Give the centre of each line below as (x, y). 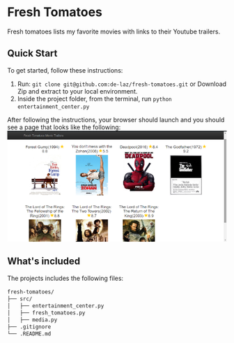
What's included (44, 262)
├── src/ (20, 299)
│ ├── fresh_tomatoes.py (46, 313)
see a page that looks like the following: (64, 127)
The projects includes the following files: (65, 278)
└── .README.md (29, 334)
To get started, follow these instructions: (65, 70)
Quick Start (32, 53)
